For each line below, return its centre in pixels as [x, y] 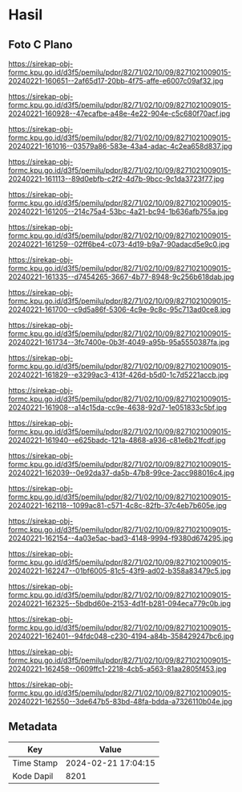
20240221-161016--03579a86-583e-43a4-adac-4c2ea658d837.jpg [120, 146]
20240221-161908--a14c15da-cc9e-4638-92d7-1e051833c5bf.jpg [117, 407]
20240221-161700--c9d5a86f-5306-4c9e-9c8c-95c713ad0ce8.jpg [119, 310]
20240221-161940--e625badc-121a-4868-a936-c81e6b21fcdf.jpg [117, 440]
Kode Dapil [33, 776]
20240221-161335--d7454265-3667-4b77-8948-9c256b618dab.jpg [121, 277]
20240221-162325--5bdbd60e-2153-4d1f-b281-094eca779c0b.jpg [119, 603]
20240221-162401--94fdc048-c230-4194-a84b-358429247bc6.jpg [121, 636]
